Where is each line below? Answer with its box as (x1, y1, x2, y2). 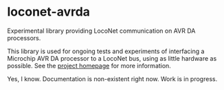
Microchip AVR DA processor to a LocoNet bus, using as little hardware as (7, 54, 217, 62)
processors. (7, 33, 41, 42)
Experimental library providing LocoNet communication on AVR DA (7, 27, 196, 35)
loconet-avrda (7, 4, 91, 20)
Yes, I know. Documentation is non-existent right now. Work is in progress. (7, 74, 218, 82)
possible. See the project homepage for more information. (7, 61, 172, 70)
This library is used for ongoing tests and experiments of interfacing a (7, 47, 205, 55)
